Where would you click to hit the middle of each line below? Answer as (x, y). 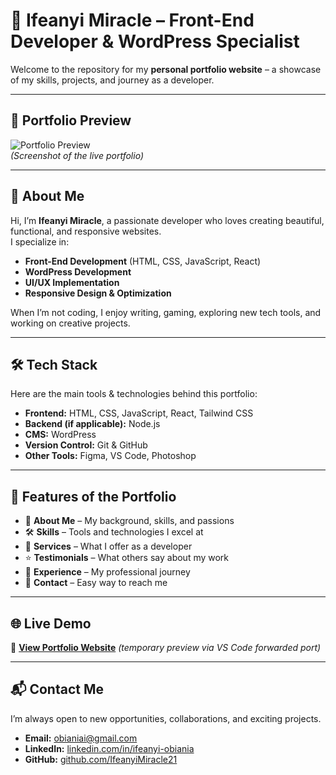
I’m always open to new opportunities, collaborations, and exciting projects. (166, 718)
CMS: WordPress (60, 435)
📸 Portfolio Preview (71, 120)
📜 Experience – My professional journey (107, 572)
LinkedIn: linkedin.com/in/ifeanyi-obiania (109, 748)
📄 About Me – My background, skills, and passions (129, 521)
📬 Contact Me (57, 689)
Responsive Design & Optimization (98, 293)
